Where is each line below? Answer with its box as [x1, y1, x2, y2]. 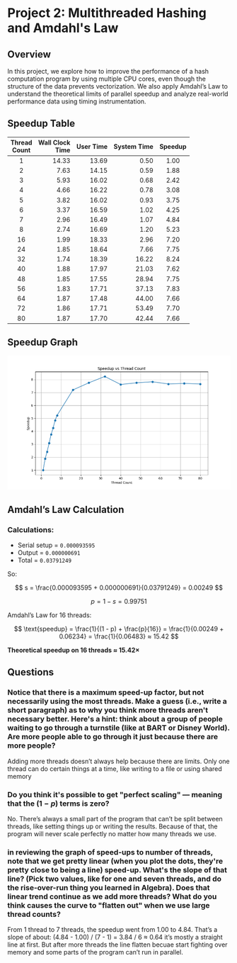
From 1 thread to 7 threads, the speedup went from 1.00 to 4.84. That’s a [7, 925, 218, 934]
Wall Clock [37, 138, 71, 147]
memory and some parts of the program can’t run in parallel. [7, 948, 184, 957]
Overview [7, 48, 52, 60]
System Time [113, 142, 154, 150]
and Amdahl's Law [7, 20, 119, 36]
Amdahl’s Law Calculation [7, 503, 125, 515]
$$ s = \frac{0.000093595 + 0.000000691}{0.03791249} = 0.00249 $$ [15, 583, 223, 592]
